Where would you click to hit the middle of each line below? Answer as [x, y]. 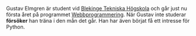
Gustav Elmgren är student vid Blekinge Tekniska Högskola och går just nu [97, 8]
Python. [16, 27]
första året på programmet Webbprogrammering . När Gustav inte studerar [96, 15]
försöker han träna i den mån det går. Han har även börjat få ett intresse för [98, 21]
